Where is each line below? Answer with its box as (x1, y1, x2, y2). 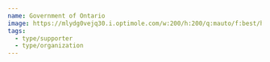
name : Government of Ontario (7, 11, 106, 20)
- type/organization (15, 42, 84, 50)
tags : (7, 27, 26, 35)
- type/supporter (15, 34, 73, 43)
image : (7, 19, 30, 27)
